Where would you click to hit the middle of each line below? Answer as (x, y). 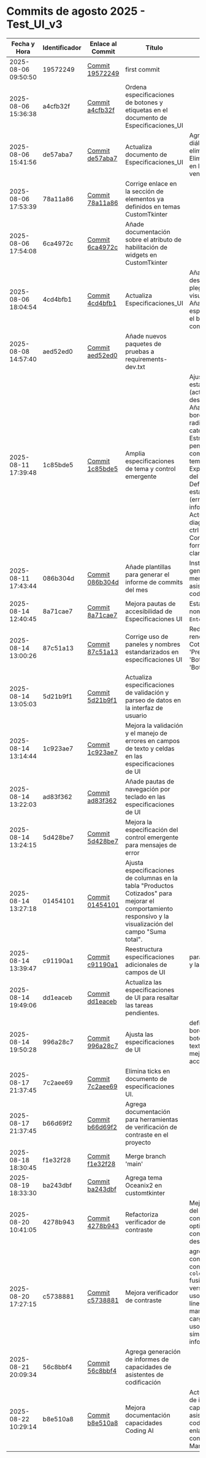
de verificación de (151, 1127)
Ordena (136, 87)
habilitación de (146, 247)
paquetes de (143, 343)
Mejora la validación (154, 725)
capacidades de (148, 1367)
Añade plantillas (148, 567)
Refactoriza (142, 1214)
